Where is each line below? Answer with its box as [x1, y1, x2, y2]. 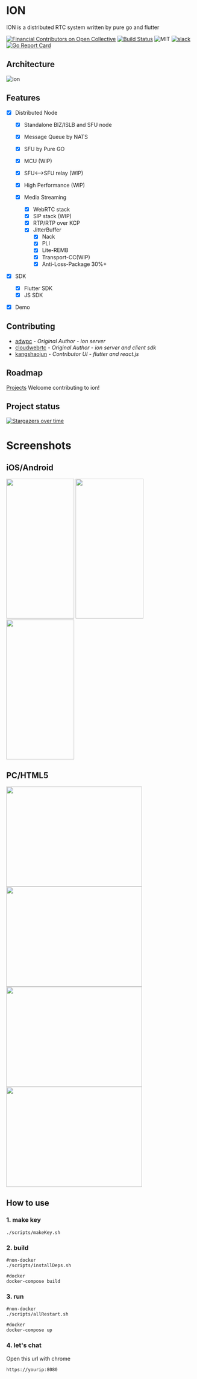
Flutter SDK [23, 285, 53, 292]
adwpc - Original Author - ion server [14, 337, 106, 344]
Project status [6, 401, 60, 412]
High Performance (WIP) [23, 181, 86, 189]
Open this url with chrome [6, 1355, 71, 1362]
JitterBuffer [33, 226, 61, 233]
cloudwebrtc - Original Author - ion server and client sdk [14, 344, 157, 351]
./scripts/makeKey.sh [6, 1229, 61, 1236]
